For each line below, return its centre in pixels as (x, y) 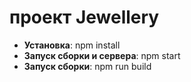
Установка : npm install (72, 45)
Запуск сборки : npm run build (87, 66)
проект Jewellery (84, 17)
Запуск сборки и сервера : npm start (102, 55)
